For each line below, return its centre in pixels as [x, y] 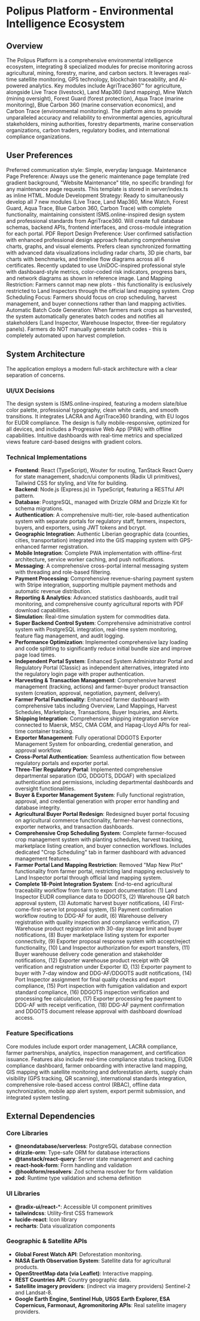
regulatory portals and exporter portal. [62, 763]
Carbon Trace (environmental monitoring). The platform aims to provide [94, 111]
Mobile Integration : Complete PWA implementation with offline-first [98, 553]
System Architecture [46, 354]
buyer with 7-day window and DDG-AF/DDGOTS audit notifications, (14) [103, 973]
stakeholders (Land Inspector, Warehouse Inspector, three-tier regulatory [96, 322]
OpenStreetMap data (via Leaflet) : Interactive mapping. [84, 1273]
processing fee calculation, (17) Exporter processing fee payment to [98, 999]
